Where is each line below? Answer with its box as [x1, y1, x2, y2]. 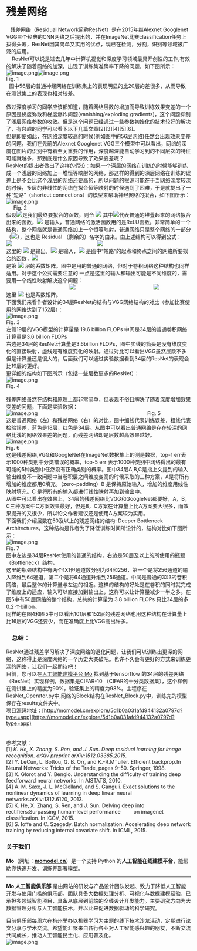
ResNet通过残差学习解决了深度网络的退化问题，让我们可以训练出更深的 [6, 648, 178, 655]
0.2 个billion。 [6, 603, 40, 610]
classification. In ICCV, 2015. [6, 814, 75, 822]
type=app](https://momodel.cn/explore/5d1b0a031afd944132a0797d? [6, 714, 175, 721]
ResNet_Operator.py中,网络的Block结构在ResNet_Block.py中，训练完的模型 [6, 692, 188, 699]
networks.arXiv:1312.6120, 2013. [6, 796, 84, 803]
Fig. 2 [13, 204, 28, 211]
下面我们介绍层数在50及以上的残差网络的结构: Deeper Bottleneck [6, 517, 163, 524]
